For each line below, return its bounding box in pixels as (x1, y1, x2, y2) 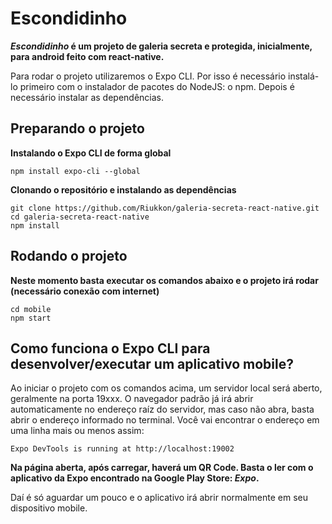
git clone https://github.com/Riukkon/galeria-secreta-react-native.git (10, 203, 320, 213)
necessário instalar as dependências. (10, 91, 164, 103)
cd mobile (10, 304, 52, 314)
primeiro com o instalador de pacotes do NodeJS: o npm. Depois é (19, 80, 295, 92)
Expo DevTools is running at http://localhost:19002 (10, 444, 235, 454)
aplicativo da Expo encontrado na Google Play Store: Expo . (10, 472, 260, 484)
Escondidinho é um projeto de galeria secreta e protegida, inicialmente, (10, 40, 313, 52)
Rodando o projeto (10, 248, 128, 265)
